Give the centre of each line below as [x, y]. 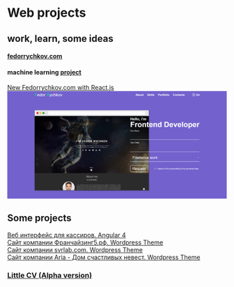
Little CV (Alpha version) [50, 275]
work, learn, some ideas [60, 39]
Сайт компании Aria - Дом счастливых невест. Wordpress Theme [104, 257]
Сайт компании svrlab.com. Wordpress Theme [75, 249]
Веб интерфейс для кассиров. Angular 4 [67, 235]
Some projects [39, 218]
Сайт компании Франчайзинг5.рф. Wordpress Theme [85, 242]
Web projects [47, 13]
